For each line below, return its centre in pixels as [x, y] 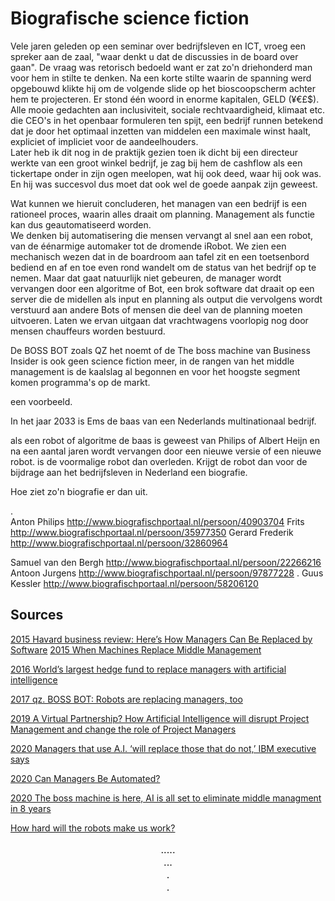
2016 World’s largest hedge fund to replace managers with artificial [148, 669]
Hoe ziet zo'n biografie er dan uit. [79, 491]
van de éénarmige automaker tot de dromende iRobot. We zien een [148, 246]
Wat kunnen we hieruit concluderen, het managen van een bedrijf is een [158, 203]
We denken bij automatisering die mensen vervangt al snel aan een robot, [162, 235]
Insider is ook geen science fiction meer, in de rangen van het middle [152, 361]
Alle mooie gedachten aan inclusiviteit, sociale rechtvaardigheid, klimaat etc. [168, 109]
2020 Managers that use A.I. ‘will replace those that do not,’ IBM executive [163, 748]
